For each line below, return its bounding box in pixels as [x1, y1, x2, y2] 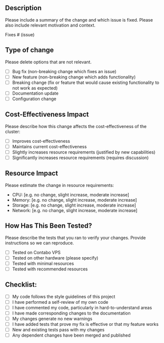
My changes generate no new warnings [12, 316, 93, 321]
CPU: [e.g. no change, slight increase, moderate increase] [12, 191, 130, 198]
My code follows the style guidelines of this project [12, 293, 116, 299]
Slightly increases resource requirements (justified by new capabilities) [12, 149, 156, 155]
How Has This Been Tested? [5, 222, 92, 230]
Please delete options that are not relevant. [5, 59, 92, 65]
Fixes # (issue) [5, 31, 35, 37]
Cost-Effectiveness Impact [5, 110, 89, 119]
